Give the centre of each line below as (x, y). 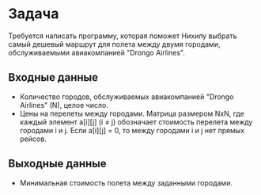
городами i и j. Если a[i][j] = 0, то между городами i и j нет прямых (132, 130)
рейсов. (33, 139)
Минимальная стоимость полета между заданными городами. (126, 182)
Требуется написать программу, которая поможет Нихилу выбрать (123, 36)
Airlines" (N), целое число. (64, 105)
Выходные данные (57, 164)
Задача (34, 14)
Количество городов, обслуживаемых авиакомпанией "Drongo (127, 97)
